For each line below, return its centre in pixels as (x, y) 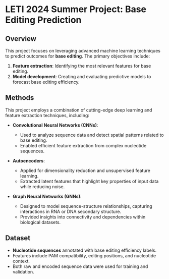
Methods (20, 98)
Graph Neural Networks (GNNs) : (47, 196)
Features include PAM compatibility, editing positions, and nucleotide (84, 255)
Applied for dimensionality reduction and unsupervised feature (85, 171)
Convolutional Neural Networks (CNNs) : (55, 125)
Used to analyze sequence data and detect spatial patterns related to (92, 135)
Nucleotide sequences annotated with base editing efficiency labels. (84, 250)
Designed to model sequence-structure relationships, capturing (86, 206)
